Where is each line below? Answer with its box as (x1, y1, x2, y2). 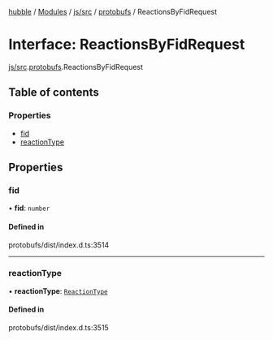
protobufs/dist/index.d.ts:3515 (8, 323, 110, 333)
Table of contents (8, 85, 99, 100)
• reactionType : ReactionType (8, 286, 108, 295)
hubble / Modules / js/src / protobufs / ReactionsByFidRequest (8, 7, 218, 16)
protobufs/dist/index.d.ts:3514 (8, 239, 110, 250)
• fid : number (8, 203, 50, 213)
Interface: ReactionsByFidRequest (8, 36, 245, 54)
